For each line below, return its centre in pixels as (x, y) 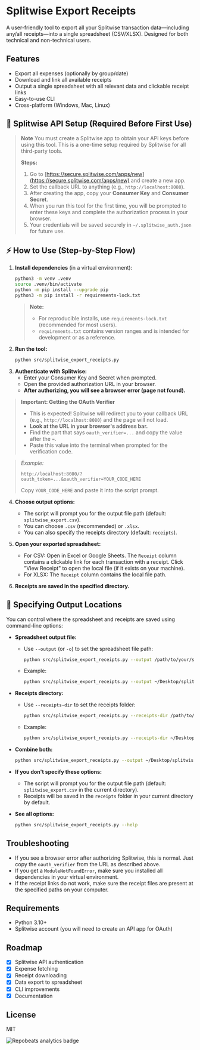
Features (23, 59)
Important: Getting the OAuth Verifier (68, 402)
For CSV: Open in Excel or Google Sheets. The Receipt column (100, 555)
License (21, 1015)
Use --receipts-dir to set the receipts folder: (79, 705)
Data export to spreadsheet (48, 982)
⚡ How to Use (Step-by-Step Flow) (71, 250)
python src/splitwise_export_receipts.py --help (76, 824)
